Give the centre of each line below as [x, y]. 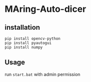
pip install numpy [24, 47]
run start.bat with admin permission [43, 74]
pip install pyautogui [28, 43]
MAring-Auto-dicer [45, 9]
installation [22, 27]
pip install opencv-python [33, 39]
